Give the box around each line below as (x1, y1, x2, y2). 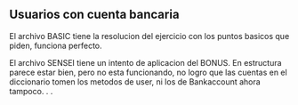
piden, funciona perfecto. (9, 40, 102, 51)
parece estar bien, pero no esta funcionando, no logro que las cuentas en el (9, 67, 287, 77)
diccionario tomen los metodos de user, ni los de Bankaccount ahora (9, 76, 261, 87)
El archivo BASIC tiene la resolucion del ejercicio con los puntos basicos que (9, 30, 290, 41)
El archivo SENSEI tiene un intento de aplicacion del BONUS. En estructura (9, 57, 282, 68)
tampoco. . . (9, 85, 53, 96)
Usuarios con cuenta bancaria (9, 7, 180, 22)
